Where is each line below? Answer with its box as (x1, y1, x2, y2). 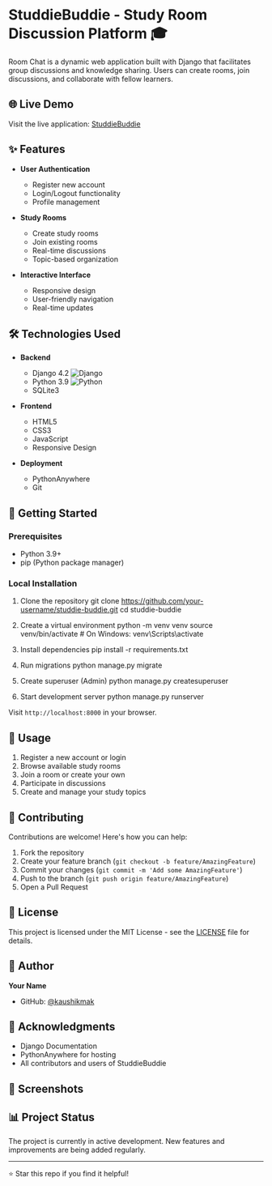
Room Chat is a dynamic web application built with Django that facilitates (8, 57, 251, 66)
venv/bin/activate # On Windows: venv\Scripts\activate (19, 629, 204, 639)
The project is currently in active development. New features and (8, 1136, 225, 1145)
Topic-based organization (32, 254, 119, 264)
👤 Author (8, 959, 54, 973)
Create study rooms (32, 228, 99, 238)
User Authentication (19, 164, 91, 173)
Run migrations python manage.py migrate (19, 660, 163, 670)
